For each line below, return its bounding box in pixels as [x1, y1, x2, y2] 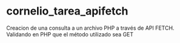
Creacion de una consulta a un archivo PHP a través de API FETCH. [6, 24, 175, 31]
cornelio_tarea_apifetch [6, 4, 128, 18]
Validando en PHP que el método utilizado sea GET [6, 30, 134, 38]
